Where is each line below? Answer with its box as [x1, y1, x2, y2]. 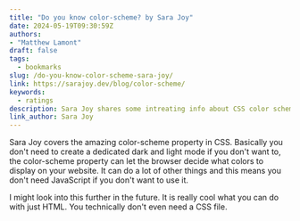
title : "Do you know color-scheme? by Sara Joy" [9, 12, 194, 22]
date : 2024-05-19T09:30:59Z [9, 21, 114, 30]
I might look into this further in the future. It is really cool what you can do [9, 192, 279, 203]
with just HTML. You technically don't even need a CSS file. [9, 201, 228, 212]
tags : [9, 54, 29, 63]
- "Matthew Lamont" [9, 37, 82, 47]
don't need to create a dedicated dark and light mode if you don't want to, [9, 146, 281, 157]
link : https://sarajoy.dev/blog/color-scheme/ [9, 79, 186, 88]
